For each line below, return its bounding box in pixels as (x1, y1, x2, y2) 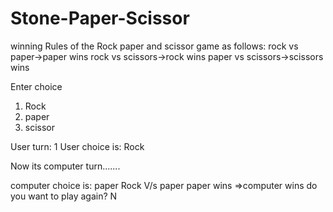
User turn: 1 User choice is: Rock (10, 140, 145, 152)
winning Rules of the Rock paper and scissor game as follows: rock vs (10, 40, 299, 52)
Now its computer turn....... (10, 160, 121, 172)
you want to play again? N (10, 190, 118, 202)
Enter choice (10, 80, 63, 92)
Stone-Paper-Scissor (10, 7, 190, 30)
